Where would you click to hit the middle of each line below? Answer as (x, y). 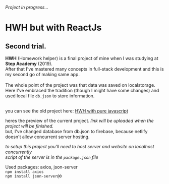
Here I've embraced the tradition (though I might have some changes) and (82, 90)
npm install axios (24, 172)
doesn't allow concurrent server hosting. (47, 137)
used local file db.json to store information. (50, 96)
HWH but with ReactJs (53, 28)
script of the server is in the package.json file (52, 157)
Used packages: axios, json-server (42, 167)
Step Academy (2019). (29, 64)
